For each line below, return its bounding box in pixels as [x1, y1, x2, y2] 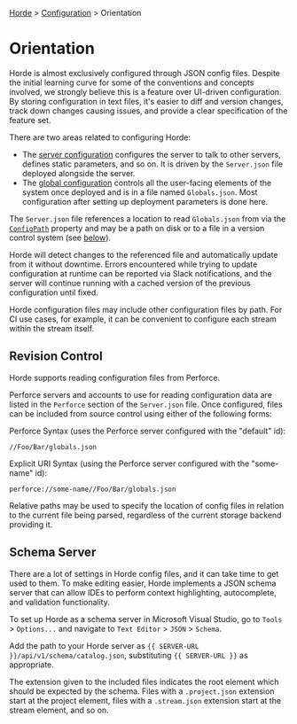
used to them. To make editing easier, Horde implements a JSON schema [9, 578, 277, 588]
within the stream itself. [9, 323, 95, 333]
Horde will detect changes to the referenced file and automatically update [9, 249, 278, 260]
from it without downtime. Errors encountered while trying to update [9, 259, 258, 269]
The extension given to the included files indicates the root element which [9, 676, 279, 687]
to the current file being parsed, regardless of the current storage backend [9, 510, 282, 520]
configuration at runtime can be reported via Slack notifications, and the [9, 268, 272, 278]
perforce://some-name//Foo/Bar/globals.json [9, 485, 176, 494]
